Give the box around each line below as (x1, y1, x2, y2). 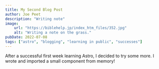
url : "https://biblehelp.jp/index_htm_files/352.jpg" (14, 26, 127, 31)
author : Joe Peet (5, 12, 41, 17)
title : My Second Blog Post (5, 7, 63, 12)
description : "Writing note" (5, 16, 65, 21)
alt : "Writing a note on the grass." (14, 30, 92, 35)
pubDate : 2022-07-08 (5, 35, 48, 40)
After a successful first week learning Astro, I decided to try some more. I (5, 53, 155, 59)
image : (5, 21, 19, 26)
